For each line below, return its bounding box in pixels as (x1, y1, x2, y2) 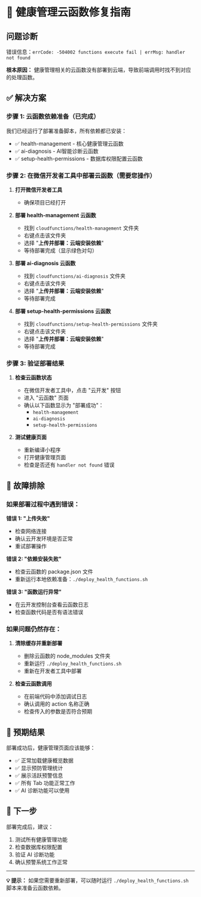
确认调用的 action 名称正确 (23, 700, 90, 708)
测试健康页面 (14, 434, 47, 441)
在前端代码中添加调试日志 (23, 693, 87, 700)
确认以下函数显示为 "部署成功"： (23, 402, 104, 409)
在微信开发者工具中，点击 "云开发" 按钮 (23, 387, 121, 394)
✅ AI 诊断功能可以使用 (14, 787, 70, 794)
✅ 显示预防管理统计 (14, 764, 63, 772)
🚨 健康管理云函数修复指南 (6, 5, 132, 19)
